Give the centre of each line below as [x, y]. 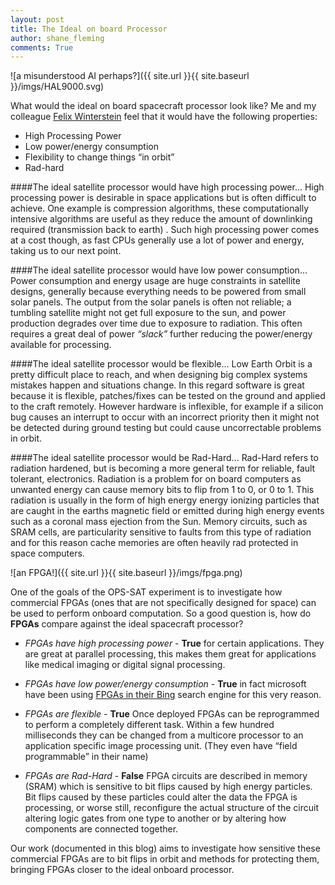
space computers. [47, 553]
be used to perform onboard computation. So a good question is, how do [161, 613]
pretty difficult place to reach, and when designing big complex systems [159, 375]
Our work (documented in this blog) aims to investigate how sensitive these [165, 848]
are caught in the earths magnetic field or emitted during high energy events [167, 511]
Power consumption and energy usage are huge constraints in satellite [155, 281]
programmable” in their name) [86, 757]
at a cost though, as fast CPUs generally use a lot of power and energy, [157, 240]
